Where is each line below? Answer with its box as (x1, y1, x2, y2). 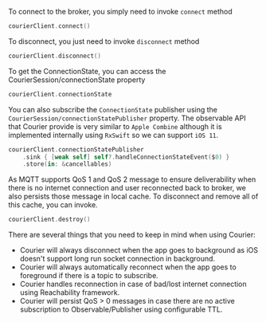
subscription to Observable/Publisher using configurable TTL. (19, 304, 223, 314)
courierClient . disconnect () (8, 52, 102, 60)
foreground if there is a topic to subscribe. (19, 271, 159, 281)
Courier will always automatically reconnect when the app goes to (19, 262, 237, 272)
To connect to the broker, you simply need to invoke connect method (8, 7, 233, 16)
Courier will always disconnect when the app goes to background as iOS (19, 245, 259, 255)
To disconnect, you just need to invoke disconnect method (8, 36, 200, 46)
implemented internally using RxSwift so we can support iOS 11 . (8, 130, 219, 139)
